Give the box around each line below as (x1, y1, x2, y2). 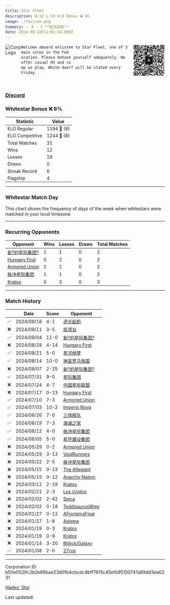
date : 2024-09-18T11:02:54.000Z (5, 29, 73, 35)
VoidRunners (63, 451, 90, 457)
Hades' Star (5, 584, 30, 591)
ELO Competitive (7, 132, 42, 139)
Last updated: (5, 594, 34, 600)
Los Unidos (63, 489, 87, 495)
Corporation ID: (5, 564, 37, 570)
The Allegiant (63, 466, 91, 473)
